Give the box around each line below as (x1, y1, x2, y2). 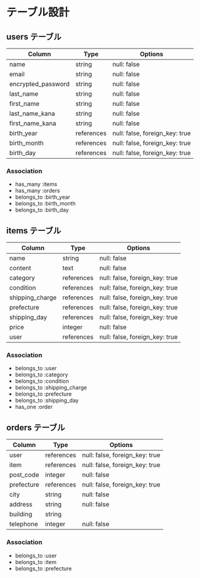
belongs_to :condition (15, 377, 70, 385)
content (9, 264, 32, 273)
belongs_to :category (15, 371, 68, 379)
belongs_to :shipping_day (15, 397, 79, 404)
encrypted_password (9, 80, 70, 88)
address (9, 500, 33, 509)
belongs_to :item (15, 558, 57, 565)
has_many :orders (15, 187, 61, 194)
